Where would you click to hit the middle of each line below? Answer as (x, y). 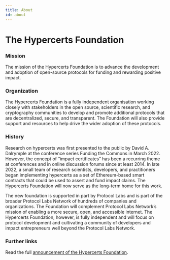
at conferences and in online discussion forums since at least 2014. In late (82, 164)
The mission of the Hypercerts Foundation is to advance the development (82, 67)
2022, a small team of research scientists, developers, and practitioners (80, 169)
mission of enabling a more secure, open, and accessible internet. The (79, 212)
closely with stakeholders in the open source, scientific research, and (78, 107)
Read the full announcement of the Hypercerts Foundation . (67, 252)
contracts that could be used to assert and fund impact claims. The (75, 180)
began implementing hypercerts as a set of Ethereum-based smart (75, 175)
